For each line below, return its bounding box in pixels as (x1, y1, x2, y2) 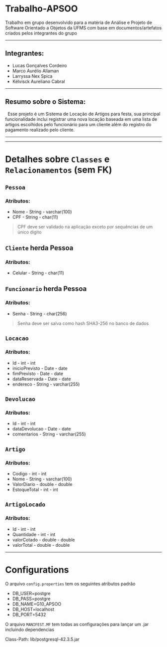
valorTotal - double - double (12, 542, 70, 548)
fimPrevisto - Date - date (12, 370, 64, 377)
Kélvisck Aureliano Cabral (12, 78, 66, 84)
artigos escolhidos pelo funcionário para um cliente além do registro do (5, 121, 152, 127)
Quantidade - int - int (12, 531, 56, 537)
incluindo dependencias (5, 627, 55, 633)
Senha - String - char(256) (12, 310, 67, 317)
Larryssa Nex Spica (12, 73, 53, 79)
